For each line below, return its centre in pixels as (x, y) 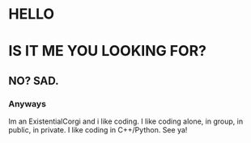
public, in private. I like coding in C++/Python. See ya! (98, 130)
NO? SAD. (34, 80)
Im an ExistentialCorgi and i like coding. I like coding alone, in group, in (126, 121)
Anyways (28, 103)
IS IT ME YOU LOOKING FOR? (107, 51)
